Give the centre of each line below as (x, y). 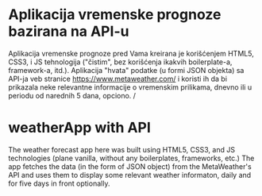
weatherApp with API (79, 128)
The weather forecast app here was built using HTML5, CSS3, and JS (122, 149)
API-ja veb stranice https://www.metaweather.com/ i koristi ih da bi (118, 79)
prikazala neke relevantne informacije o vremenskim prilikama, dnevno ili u (130, 87)
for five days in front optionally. (59, 183)
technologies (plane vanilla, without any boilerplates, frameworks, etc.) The (131, 158)
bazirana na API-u (69, 31)
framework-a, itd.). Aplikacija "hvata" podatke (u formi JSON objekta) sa (126, 70)
